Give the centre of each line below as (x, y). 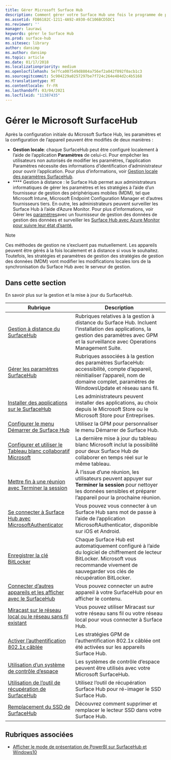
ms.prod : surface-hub (28, 39)
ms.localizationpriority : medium (41, 67)
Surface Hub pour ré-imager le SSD (118, 689)
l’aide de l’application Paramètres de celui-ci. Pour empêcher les (80, 155)
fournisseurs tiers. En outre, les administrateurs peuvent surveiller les (85, 204)
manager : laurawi (24, 29)
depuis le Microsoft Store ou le (112, 409)
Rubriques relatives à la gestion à (115, 316)
